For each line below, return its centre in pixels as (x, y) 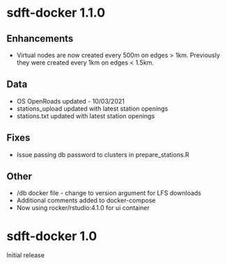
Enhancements (40, 39)
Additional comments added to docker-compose (86, 200)
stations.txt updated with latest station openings (86, 115)
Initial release (25, 255)
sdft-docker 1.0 (52, 236)
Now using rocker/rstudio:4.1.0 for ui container (83, 208)
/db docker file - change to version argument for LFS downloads (109, 193)
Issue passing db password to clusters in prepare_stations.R (103, 154)
